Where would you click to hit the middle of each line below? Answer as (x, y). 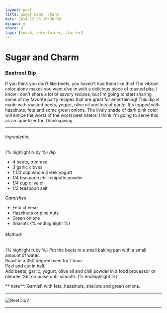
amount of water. (23, 255)
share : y (14, 28)
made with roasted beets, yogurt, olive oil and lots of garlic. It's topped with (83, 105)
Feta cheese (25, 207)
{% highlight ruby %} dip (31, 152)
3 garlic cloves (27, 167)
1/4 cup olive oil (28, 183)
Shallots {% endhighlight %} (41, 223)
